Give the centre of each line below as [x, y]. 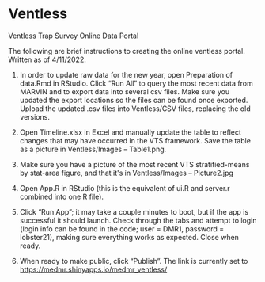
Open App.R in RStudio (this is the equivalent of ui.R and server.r [125, 188]
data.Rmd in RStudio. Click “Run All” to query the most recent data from [136, 83]
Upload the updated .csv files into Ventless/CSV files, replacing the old [135, 109]
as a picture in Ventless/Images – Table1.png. [93, 149]
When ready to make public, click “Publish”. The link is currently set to [134, 261]
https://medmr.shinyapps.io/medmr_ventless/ [93, 269]
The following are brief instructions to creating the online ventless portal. [127, 51]
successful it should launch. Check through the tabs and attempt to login [138, 220]
